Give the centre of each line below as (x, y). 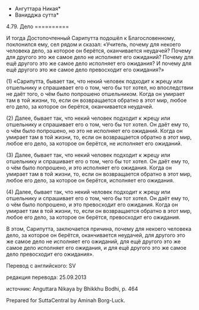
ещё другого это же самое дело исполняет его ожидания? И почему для (99, 63)
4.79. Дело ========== (38, 27)
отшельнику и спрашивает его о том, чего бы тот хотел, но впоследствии (100, 88)
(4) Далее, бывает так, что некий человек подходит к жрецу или (88, 192)
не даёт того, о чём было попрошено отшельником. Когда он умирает (96, 94)
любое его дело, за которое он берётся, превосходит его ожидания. (93, 217)
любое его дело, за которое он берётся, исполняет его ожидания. (90, 180)
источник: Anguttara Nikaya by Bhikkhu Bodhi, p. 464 (72, 289)
